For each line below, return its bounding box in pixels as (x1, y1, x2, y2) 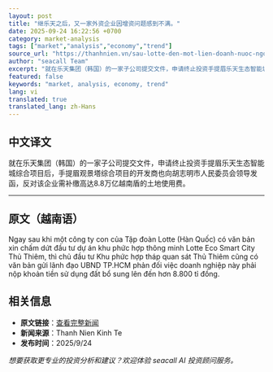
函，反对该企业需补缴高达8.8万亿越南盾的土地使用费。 (8, 178, 190, 188)
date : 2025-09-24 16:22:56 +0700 (8, 27, 122, 35)
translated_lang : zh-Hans (8, 103, 96, 111)
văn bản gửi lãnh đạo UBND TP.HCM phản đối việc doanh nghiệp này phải (8, 260, 257, 269)
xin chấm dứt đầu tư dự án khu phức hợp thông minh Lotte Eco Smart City (8, 243, 256, 252)
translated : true (8, 95, 67, 103)
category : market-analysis (8, 34, 100, 43)
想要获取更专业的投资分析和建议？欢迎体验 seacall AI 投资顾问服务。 (8, 355, 238, 365)
